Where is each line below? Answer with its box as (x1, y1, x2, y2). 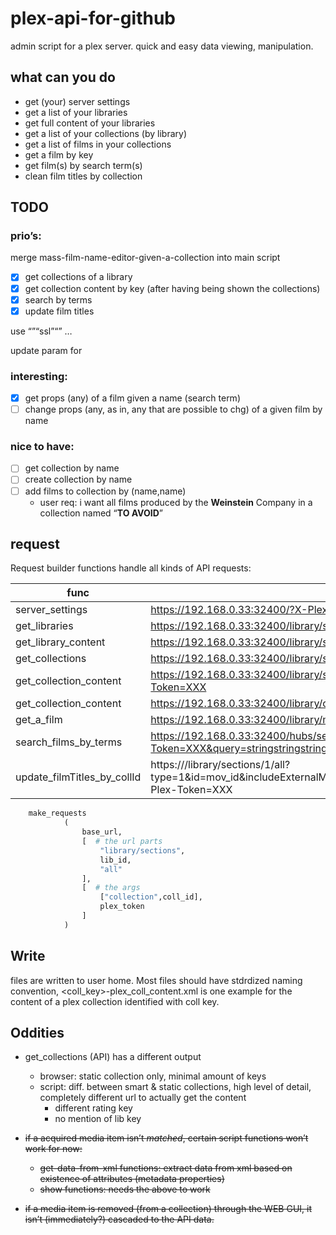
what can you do (10, 69, 116, 86)
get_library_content (15, 635, 106, 649)
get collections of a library (24, 271, 133, 283)
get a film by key (24, 148, 94, 161)
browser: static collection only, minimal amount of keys (39, 1070, 267, 1082)
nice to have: (10, 440, 75, 454)
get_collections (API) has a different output (24, 1051, 202, 1063)
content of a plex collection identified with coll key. (10, 995, 220, 1007)
